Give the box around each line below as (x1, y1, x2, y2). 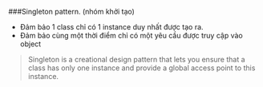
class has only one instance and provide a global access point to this (27, 63, 256, 73)
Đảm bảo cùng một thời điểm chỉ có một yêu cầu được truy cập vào (19, 31, 243, 40)
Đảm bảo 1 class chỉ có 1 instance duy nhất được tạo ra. (19, 22, 204, 31)
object (19, 39, 42, 49)
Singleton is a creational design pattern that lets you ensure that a (27, 55, 246, 64)
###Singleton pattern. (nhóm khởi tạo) (8, 7, 135, 16)
